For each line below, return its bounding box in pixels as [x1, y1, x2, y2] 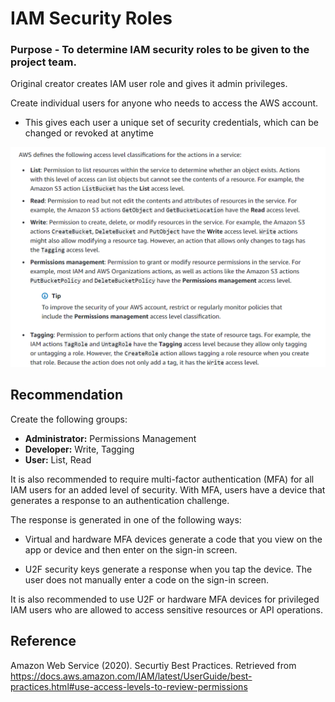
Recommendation [10, 387, 123, 404]
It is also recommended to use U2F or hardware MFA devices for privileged [10, 593, 320, 605]
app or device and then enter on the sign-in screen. [24, 543, 238, 556]
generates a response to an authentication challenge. [10, 494, 230, 506]
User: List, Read [24, 453, 92, 466]
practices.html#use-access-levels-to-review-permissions [10, 680, 248, 692]
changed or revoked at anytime [24, 127, 154, 139]
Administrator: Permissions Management [24, 432, 197, 444]
